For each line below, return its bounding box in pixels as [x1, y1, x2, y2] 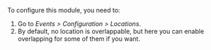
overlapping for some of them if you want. [17, 35, 140, 43]
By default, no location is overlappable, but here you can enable [17, 27, 205, 35]
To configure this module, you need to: [7, 6, 120, 14]
